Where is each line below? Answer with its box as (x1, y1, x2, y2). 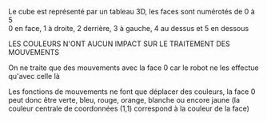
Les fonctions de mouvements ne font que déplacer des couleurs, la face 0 (8, 87, 256, 96)
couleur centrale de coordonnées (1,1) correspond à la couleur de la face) (8, 103, 250, 113)
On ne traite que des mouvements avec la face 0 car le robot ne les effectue (8, 63, 259, 72)
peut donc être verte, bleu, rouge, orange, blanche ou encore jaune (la (8, 96, 241, 104)
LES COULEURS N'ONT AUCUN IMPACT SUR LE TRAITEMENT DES (8, 39, 230, 49)
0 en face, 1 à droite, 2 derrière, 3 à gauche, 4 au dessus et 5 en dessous (8, 24, 249, 33)
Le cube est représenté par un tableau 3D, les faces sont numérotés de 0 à (8, 7, 256, 16)
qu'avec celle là (8, 72, 60, 80)
